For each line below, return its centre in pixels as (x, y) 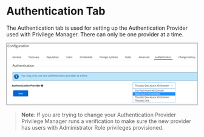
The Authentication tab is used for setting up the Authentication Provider (97, 28)
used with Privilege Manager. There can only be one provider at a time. (95, 34)
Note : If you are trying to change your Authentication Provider (99, 115)
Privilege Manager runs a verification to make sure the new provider (106, 121)
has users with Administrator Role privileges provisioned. (92, 128)
